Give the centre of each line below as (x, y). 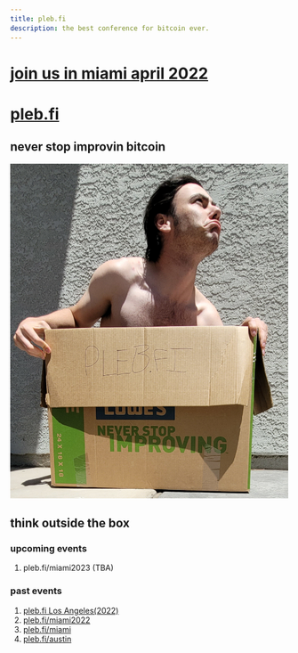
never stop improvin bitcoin (88, 147)
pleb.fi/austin (47, 639)
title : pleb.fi (38, 19)
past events (36, 591)
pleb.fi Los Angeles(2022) (71, 610)
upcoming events (48, 548)
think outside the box (70, 523)
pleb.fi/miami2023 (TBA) (68, 568)
